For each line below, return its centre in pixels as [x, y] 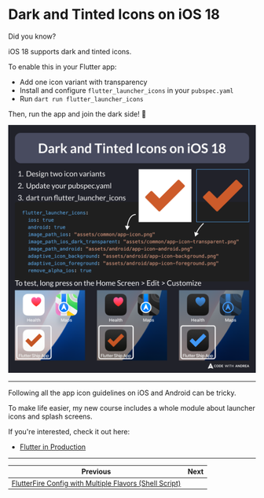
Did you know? [32, 36]
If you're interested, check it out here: [69, 431]
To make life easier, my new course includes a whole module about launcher [132, 408]
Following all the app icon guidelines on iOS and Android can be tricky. [122, 393]
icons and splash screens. [50, 416]
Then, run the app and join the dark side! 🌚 [77, 114]
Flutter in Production [53, 447]
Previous [96, 472]
